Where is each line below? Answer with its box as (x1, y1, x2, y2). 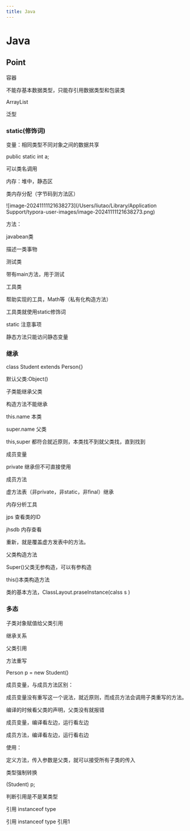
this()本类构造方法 (6, 576, 50, 583)
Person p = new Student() (6, 669, 69, 676)
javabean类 (6, 233, 34, 240)
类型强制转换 (6, 768, 37, 776)
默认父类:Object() (6, 375, 48, 382)
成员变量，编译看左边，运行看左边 (6, 718, 89, 726)
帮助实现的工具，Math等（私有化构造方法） (6, 296, 112, 303)
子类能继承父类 (6, 388, 42, 395)
